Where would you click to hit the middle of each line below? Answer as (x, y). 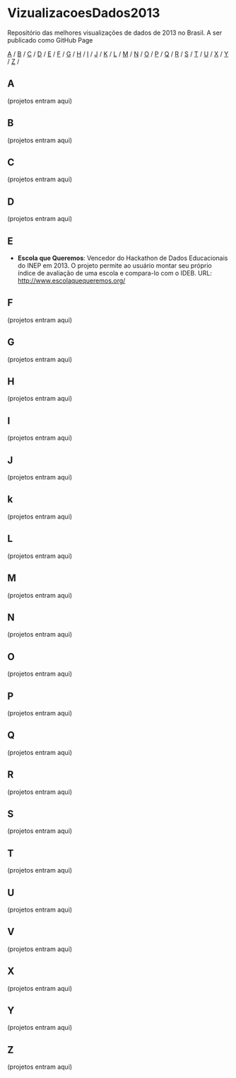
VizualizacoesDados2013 (84, 13)
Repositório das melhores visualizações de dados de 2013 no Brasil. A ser (115, 33)
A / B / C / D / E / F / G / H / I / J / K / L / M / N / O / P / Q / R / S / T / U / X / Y (118, 54)
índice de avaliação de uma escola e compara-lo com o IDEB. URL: (114, 273)
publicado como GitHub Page (50, 40)
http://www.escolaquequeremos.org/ (71, 280)
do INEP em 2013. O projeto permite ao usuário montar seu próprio (114, 266)
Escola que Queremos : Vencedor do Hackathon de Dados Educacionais (123, 258)
